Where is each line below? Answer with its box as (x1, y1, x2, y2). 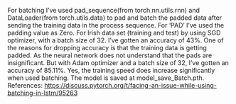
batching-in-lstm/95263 (7, 88, 78, 97)
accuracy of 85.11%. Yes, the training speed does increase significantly (7, 67, 215, 74)
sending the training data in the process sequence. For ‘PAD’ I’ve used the (7, 21, 225, 29)
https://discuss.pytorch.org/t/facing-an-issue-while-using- (43, 81, 217, 89)
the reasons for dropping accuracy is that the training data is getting (7, 44, 208, 52)
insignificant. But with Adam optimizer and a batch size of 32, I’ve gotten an (7, 59, 230, 67)
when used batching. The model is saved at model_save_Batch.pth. (7, 74, 205, 82)
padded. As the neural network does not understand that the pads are (7, 51, 213, 59)
